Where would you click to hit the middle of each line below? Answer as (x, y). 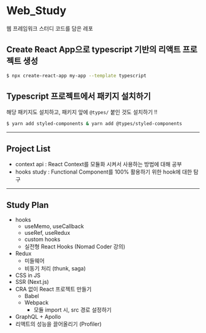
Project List (29, 149)
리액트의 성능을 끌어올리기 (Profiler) (59, 324)
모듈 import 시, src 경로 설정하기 (73, 310)
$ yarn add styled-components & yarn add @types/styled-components (94, 124)
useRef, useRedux (47, 232)
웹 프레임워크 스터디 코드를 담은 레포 (50, 28)
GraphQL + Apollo (38, 316)
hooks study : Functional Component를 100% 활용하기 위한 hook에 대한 (104, 172)
